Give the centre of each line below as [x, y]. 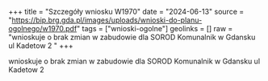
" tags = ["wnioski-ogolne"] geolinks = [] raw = [155, 28]
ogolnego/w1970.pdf [43, 28]
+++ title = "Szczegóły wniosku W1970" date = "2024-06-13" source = [126, 12]
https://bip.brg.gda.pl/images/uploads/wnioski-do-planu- [107, 20]
